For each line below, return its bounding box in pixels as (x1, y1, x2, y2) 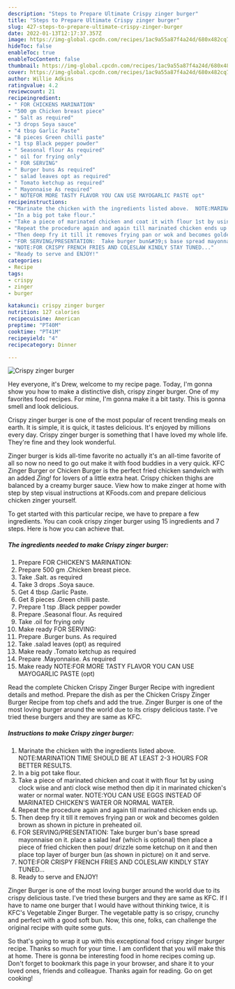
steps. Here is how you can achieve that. (8, 525, 125, 533)
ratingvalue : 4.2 (8, 82, 59, 89)
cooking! (8, 974, 33, 983)
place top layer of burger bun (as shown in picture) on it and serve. (17, 851, 211, 859)
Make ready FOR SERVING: (17, 625, 96, 633)
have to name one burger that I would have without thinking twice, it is (8, 901, 210, 909)
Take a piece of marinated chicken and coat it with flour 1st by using (17, 777, 214, 785)
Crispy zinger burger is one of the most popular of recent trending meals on (8, 416, 226, 424)
